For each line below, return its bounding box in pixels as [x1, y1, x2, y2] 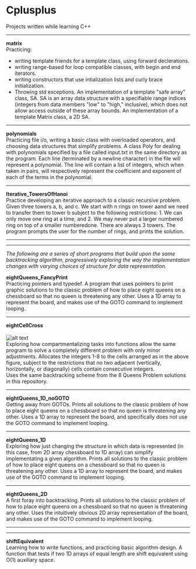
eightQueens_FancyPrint [6, 273, 68, 281]
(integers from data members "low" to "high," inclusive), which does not [14, 101, 188, 108]
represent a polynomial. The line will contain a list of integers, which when [6, 161, 184, 168]
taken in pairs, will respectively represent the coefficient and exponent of [6, 167, 182, 174]
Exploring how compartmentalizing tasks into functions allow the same [6, 340, 176, 347]
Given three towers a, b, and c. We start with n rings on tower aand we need [6, 203, 189, 210]
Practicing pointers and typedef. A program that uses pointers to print [6, 280, 173, 287]
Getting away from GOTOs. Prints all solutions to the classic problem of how [6, 400, 188, 407]
